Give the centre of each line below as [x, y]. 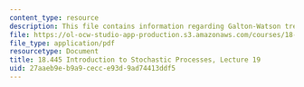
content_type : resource [54, 18]
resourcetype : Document [54, 52]
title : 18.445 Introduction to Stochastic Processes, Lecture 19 [135, 60]
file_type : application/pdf [62, 43]
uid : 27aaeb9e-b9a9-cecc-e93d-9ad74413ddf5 [93, 69]
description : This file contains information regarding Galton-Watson [145, 26]
